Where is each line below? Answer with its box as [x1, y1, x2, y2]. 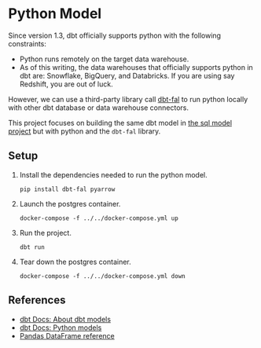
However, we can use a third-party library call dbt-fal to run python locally [8, 94, 248, 104]
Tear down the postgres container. [19, 257, 131, 266]
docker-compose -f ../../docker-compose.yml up [19, 214, 178, 222]
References [8, 294, 66, 307]
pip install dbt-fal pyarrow [19, 185, 116, 193]
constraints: [8, 38, 47, 48]
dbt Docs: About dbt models [19, 314, 112, 324]
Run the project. [19, 228, 72, 237]
